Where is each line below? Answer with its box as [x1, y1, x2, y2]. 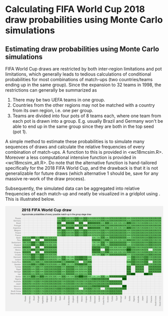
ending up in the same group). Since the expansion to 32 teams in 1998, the [5, 82, 161, 88]
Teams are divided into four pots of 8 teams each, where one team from [12, 113, 161, 119]
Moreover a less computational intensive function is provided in [5, 154, 136, 160]
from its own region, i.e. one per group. [12, 108, 94, 113]
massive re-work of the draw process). [5, 176, 86, 181]
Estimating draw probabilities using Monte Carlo [5, 45, 159, 53]
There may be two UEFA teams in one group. [12, 97, 105, 103]
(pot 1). [12, 129, 28, 135]
